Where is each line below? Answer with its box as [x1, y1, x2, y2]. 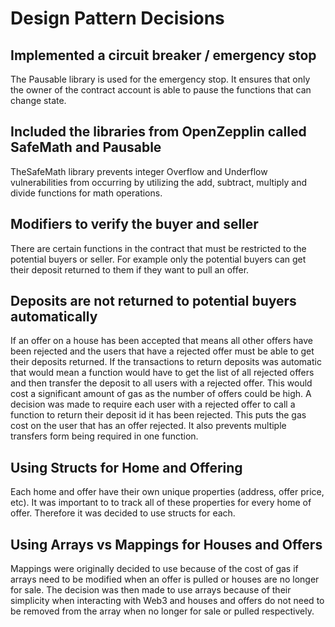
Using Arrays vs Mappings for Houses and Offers [10, 536, 323, 553]
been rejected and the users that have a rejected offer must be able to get [10, 345, 315, 357]
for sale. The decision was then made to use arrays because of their [10, 584, 292, 596]
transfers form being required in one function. [10, 430, 199, 442]
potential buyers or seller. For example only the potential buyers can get [10, 253, 307, 265]
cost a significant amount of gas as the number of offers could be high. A [10, 388, 312, 400]
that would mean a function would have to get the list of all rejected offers [10, 367, 315, 379]
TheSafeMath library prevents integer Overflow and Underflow [10, 165, 268, 177]
